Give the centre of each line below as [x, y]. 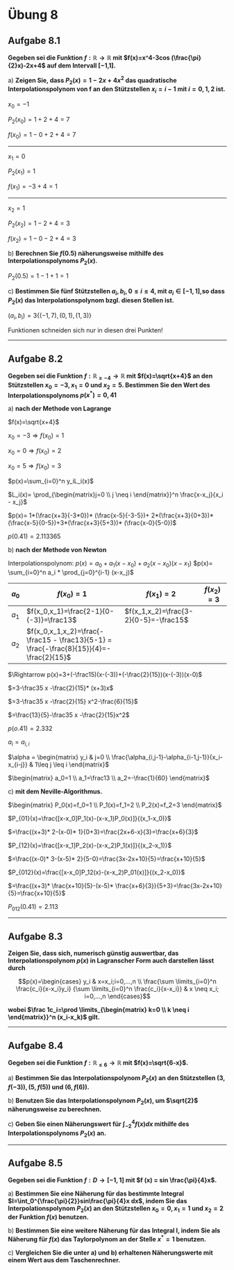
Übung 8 [33, 15]
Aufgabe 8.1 [34, 41]
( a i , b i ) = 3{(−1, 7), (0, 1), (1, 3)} [50, 316]
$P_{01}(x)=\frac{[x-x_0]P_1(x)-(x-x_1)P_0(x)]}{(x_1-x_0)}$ [90, 818]
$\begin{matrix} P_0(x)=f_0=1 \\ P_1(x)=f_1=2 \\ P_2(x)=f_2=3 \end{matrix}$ [115, 805]
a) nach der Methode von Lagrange [60, 409]
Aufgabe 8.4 [36, 1046]
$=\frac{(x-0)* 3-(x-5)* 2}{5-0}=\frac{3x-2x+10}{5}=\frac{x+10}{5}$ [107, 858]
